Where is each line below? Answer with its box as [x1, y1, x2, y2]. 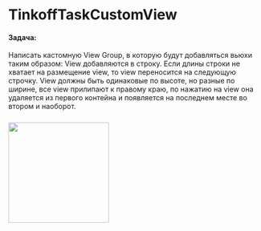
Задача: [8, 32, 37, 42]
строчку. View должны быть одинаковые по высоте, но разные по [8, 76, 235, 86]
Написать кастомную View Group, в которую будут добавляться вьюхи [8, 51, 253, 60]
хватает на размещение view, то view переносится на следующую [8, 67, 237, 77]
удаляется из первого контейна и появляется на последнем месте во [8, 93, 247, 103]
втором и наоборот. [8, 102, 76, 111]
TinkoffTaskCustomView [8, 6, 178, 24]
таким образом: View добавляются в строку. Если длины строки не [8, 59, 241, 69]
